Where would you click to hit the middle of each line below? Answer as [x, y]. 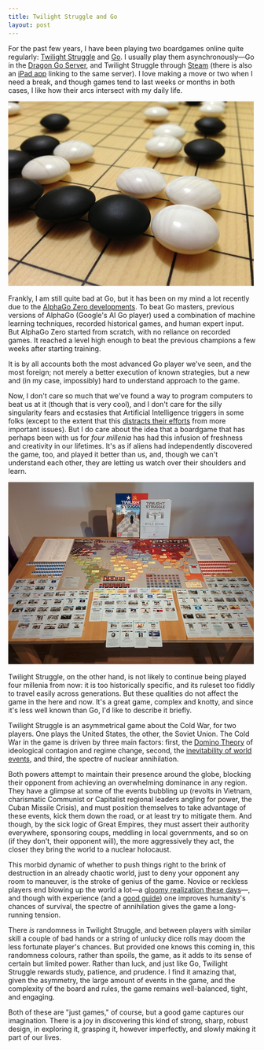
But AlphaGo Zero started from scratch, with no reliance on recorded [119, 331]
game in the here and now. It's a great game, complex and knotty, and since [131, 701]
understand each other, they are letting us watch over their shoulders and [127, 462]
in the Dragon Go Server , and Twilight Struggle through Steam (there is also [130, 65]
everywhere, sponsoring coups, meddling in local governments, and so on [128, 832]
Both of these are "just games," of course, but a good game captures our [126, 1012]
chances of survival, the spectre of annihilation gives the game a [113, 906]
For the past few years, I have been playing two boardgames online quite [126, 48]
